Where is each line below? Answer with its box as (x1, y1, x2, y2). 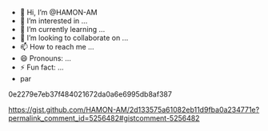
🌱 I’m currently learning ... (19, 25, 106, 34)
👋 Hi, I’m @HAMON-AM (19, 8, 98, 17)
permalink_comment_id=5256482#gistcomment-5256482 (8, 113, 200, 123)
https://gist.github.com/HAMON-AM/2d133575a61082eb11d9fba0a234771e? (8, 105, 260, 114)
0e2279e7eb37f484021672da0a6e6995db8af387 (8, 89, 172, 99)
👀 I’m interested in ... (19, 16, 88, 26)
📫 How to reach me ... (19, 42, 94, 51)
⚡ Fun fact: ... (19, 62, 64, 72)
